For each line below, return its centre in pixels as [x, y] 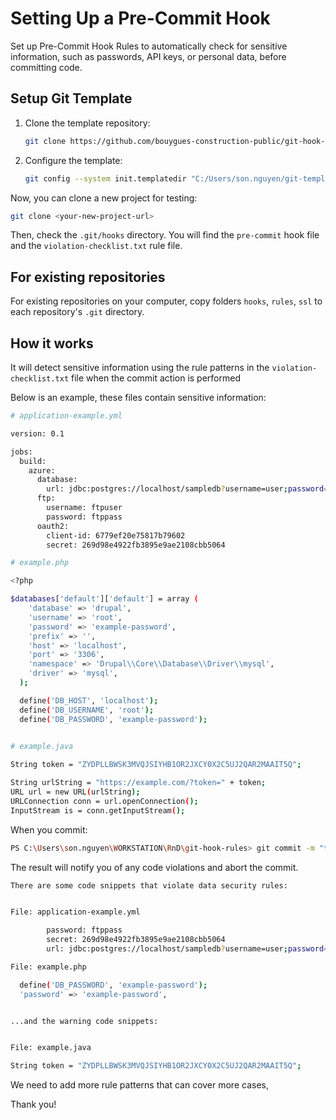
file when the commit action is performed [156, 378]
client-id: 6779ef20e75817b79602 [116, 535]
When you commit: [49, 829]
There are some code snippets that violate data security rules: [149, 885]
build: [33, 461]
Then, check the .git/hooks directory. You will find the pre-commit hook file [165, 235]
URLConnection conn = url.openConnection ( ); [104, 801]
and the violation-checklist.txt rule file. [96, 246]
